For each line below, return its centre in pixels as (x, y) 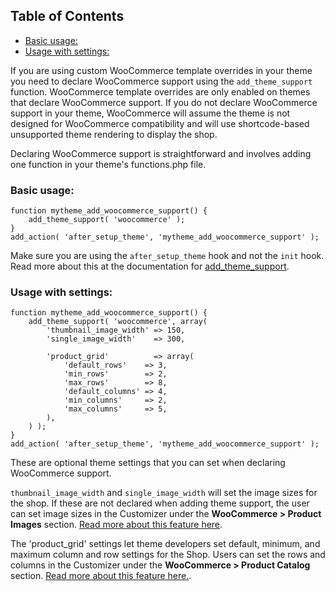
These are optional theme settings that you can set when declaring (148, 463)
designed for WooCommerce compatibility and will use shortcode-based (160, 123)
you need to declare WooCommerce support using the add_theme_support (161, 81)
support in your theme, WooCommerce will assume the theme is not (150, 113)
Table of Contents (67, 16)
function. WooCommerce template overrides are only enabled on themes (160, 91)
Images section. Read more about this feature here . (116, 525)
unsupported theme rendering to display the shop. (114, 134)
